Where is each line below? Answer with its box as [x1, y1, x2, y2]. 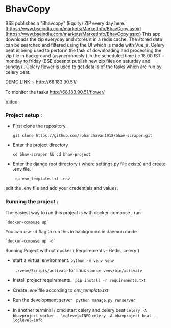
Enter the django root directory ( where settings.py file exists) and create [12, 161, 166, 167]
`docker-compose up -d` [5, 238, 56, 244]
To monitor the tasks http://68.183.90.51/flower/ [5, 89, 105, 95]
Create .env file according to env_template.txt [12, 287, 109, 293]
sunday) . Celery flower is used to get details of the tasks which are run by [5, 63, 162, 70]
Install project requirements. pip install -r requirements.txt [12, 277, 146, 283]
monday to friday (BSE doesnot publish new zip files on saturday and [5, 58, 151, 64]
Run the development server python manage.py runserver [12, 297, 136, 303]
